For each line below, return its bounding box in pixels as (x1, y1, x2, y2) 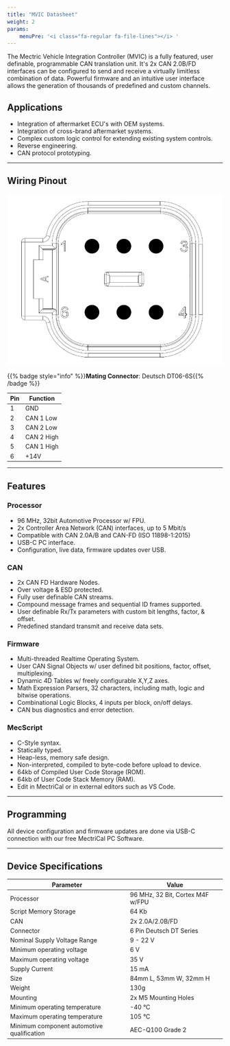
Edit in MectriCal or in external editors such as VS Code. (16, 782, 176, 791)
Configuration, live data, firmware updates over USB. (16, 546, 166, 554)
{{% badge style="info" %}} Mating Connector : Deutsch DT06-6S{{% (7, 371, 204, 380)
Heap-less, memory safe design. (16, 753, 110, 761)
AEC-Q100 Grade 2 (129, 1025, 187, 1034)
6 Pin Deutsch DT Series (129, 927, 199, 935)
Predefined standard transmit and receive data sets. (16, 622, 164, 631)
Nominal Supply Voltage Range (10, 936, 98, 944)
